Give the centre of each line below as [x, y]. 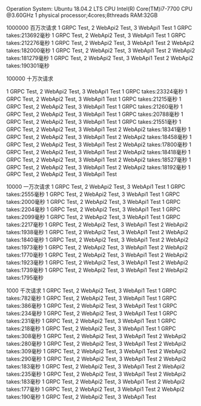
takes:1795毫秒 [25, 278]
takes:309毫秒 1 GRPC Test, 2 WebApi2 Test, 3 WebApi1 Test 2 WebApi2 [96, 351]
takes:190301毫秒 [28, 66]
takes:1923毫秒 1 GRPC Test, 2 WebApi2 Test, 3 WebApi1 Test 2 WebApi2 [97, 262]
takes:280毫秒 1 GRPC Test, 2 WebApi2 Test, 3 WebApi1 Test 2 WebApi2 [96, 343]
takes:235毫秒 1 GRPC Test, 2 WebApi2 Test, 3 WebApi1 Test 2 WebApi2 [96, 374]
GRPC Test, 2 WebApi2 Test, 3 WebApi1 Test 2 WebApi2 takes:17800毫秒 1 [99, 144]
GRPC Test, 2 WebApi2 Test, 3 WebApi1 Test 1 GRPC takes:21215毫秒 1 [94, 99]
